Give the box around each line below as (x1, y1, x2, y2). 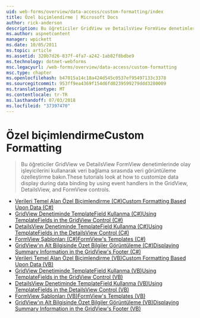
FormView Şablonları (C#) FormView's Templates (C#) (14, 236, 146, 243)
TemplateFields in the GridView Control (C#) (14, 217, 123, 224)
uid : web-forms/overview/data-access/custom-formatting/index (6, 8, 164, 15)
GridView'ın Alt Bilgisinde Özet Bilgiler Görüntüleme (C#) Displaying (14, 242, 180, 249)
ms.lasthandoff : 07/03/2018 (6, 97, 76, 103)
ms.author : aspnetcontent (6, 31, 70, 37)
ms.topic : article (6, 48, 52, 54)
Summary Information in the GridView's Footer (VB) (14, 305, 141, 313)
